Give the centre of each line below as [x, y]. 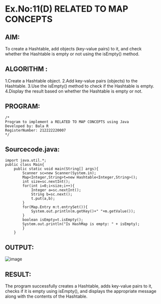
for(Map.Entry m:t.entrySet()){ [55, 207]
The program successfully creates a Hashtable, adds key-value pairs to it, [79, 286]
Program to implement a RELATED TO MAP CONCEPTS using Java [67, 122]
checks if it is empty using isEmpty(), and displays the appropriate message [81, 291]
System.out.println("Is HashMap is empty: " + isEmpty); [81, 224]
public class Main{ [25, 165]
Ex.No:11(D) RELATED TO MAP [67, 9]
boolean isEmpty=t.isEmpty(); [53, 220]
